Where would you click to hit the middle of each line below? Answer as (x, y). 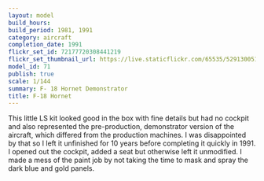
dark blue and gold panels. (51, 168)
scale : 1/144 (29, 81)
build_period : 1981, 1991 (50, 30)
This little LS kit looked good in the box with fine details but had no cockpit (128, 118)
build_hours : (29, 23)
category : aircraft (40, 37)
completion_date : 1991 (45, 45)
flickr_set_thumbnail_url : (52, 60)
